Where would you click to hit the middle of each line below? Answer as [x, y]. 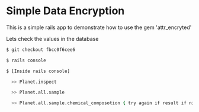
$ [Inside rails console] [38, 71]
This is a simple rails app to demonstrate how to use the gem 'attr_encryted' [99, 27]
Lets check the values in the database [52, 39]
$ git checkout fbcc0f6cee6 [41, 49]
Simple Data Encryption [65, 11]
